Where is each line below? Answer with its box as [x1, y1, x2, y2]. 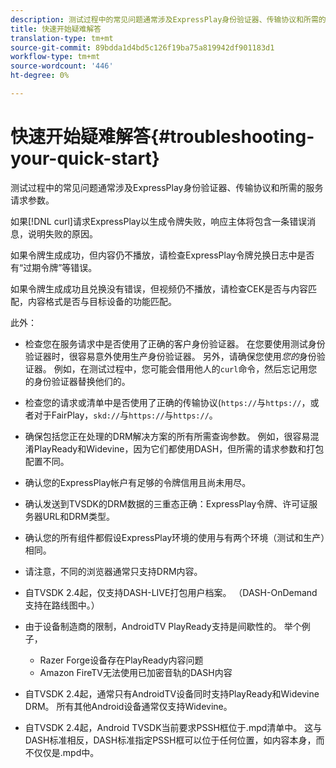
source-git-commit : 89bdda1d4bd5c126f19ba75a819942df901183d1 [10, 42, 275, 53]
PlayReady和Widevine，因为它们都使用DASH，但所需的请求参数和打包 [33, 442, 325, 455]
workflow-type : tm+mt [10, 52, 101, 62]
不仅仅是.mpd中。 [24, 746, 100, 758]
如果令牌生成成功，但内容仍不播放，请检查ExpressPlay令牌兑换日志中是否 [10, 249, 315, 261]
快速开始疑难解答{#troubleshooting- [10, 126, 315, 148]
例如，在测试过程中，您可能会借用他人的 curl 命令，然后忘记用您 [53, 362, 318, 375]
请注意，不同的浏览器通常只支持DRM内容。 [24, 565, 203, 577]
